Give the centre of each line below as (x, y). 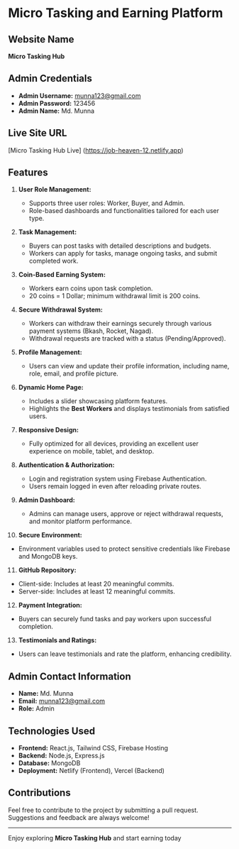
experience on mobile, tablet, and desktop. (91, 451)
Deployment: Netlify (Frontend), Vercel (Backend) (91, 771)
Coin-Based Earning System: (62, 275)
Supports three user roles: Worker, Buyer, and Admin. (107, 203)
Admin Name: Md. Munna (56, 111)
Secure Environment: (50, 535)
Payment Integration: (50, 606)
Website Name (41, 39)
